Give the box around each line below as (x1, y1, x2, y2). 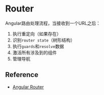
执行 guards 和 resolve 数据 (12, 43, 64, 49)
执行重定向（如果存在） (12, 30, 61, 36)
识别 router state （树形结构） (12, 37, 75, 43)
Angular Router (12, 83, 44, 90)
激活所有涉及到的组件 (12, 49, 57, 55)
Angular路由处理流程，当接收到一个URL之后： (5, 20, 100, 26)
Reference (5, 70, 39, 79)
